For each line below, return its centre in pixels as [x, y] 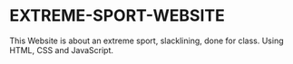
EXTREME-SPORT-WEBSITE [117, 16]
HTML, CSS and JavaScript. [62, 50]
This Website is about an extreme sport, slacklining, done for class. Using [146, 41]
